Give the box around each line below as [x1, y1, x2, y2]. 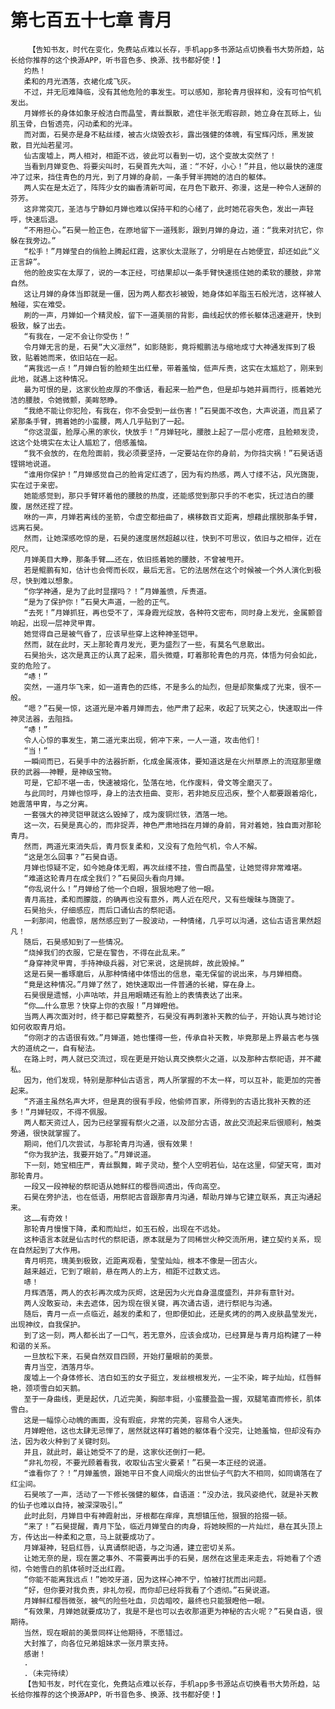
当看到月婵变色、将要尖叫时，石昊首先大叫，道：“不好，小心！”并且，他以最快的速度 [23, 161, 323, 171]
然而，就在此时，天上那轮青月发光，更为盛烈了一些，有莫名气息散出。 [23, 639, 270, 650]
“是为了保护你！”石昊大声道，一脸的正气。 [23, 597, 175, 607]
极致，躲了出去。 [10, 321, 71, 331]
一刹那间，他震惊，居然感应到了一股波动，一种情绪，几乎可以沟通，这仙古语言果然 [23, 916, 315, 926]
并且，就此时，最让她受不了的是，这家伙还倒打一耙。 [23, 1447, 210, 1457]
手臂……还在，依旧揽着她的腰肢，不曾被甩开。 [90, 554, 249, 565]
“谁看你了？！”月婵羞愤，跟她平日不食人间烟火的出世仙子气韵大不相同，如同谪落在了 [23, 1468, 323, 1478]
